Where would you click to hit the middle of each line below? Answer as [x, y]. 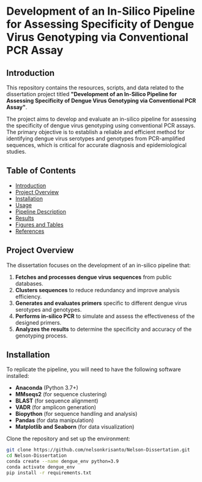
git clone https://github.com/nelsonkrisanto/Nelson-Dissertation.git [98, 450]
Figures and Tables [39, 224]
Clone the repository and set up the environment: [68, 439]
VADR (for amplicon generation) [56, 407]
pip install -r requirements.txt [49, 473]
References [30, 231]
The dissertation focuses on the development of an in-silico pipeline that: [99, 265]
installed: [18, 376]
